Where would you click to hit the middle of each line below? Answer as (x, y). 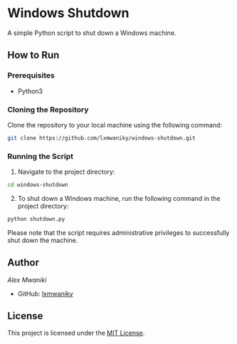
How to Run (33, 55)
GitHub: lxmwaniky (45, 293)
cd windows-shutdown (38, 185)
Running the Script (40, 156)
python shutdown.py (36, 219)
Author (23, 262)
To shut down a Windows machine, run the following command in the (119, 198)
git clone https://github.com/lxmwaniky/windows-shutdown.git (101, 138)
